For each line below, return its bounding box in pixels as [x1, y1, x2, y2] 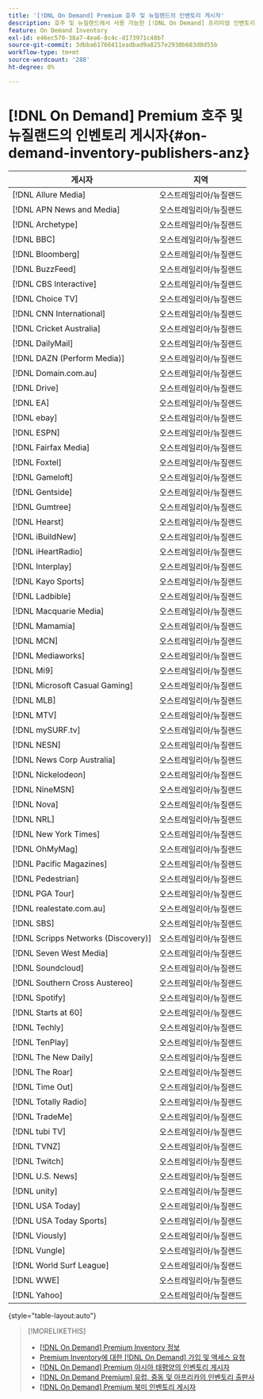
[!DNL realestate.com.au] [12, 903, 106, 914]
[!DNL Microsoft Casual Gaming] [12, 680, 133, 691]
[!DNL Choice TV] [12, 293, 78, 304]
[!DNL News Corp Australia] [12, 754, 116, 765]
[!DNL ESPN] [12, 427, 61, 438]
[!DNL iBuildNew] [12, 531, 77, 542]
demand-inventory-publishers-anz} [8, 144, 250, 162]
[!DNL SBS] [12, 918, 55, 929]
